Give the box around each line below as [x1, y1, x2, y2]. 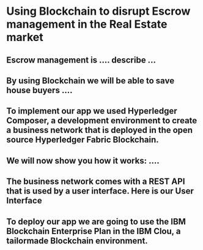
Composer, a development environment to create [6, 115, 197, 126]
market [6, 31, 44, 44]
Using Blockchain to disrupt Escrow [6, 4, 191, 18]
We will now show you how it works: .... [6, 155, 160, 166]
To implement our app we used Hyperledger [6, 106, 177, 116]
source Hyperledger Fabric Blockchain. [6, 135, 159, 145]
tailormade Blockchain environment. [6, 235, 148, 246]
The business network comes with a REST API [6, 176, 185, 187]
